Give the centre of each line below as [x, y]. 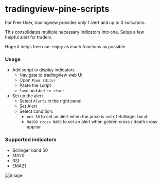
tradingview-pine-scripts [57, 9]
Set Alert [28, 106]
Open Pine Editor [37, 80]
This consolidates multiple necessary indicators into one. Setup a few [75, 32]
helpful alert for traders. [29, 37]
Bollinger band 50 [30, 150]
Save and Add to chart [42, 91]
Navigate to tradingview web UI [51, 75]
